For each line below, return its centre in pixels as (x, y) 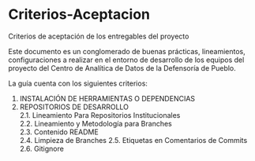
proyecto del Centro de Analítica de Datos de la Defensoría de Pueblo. (122, 68)
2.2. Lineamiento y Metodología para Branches (96, 123)
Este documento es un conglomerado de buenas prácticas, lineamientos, (127, 51)
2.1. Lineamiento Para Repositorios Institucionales (100, 115)
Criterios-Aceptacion (79, 15)
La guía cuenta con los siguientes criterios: (78, 83)
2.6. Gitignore (42, 148)
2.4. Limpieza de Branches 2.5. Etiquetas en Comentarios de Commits (133, 140)
